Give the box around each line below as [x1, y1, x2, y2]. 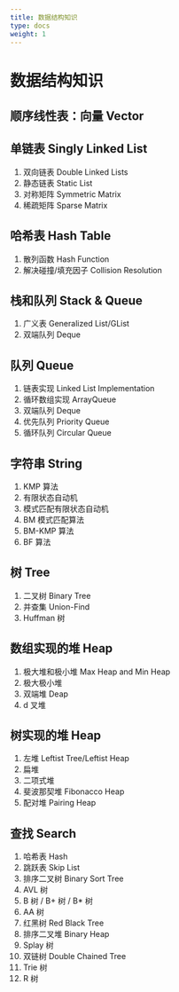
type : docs [10, 21, 51, 30]
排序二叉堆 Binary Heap [22, 929, 110, 940]
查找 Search [10, 826, 77, 841]
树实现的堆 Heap [10, 728, 101, 744]
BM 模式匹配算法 [22, 515, 85, 525]
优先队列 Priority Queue [22, 416, 110, 427]
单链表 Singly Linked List [10, 141, 148, 156]
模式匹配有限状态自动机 [22, 503, 109, 515]
